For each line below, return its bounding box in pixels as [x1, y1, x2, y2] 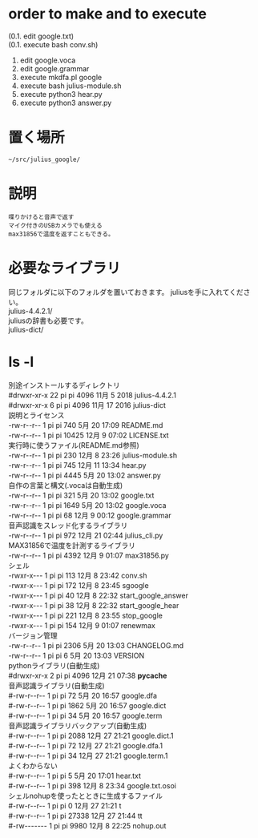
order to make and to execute [8, 5, 207, 23]
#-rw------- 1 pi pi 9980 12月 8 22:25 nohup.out [8, 820, 167, 830]
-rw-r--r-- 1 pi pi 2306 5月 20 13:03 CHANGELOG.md [8, 640, 184, 650]
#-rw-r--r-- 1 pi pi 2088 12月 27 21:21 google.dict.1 [8, 731, 174, 740]
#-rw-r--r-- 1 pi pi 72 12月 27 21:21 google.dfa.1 [8, 740, 163, 750]
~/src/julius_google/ [8, 155, 81, 163]
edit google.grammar [19, 63, 90, 73]
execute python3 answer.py [19, 98, 112, 107]
